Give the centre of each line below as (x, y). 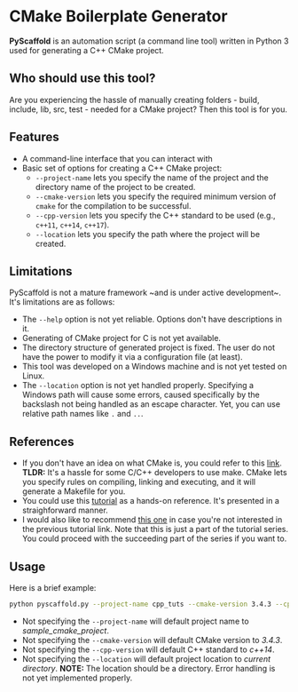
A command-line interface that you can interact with (117, 158)
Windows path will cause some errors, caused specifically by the (141, 395)
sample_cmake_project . (65, 630)
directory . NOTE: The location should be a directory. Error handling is (149, 668)
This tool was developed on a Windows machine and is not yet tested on (154, 367)
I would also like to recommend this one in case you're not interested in (152, 520)
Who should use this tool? (82, 79)
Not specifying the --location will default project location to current (146, 658)
